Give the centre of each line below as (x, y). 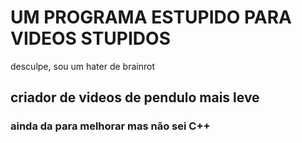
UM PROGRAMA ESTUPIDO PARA (151, 17)
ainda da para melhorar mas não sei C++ (110, 126)
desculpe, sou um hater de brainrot (82, 66)
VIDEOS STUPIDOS (90, 38)
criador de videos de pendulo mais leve (135, 97)
